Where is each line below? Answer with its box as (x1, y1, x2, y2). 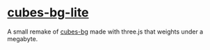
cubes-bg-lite (7, 5, 89, 21)
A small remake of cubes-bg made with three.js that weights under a (7, 27, 204, 36)
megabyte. (7, 34, 38, 42)
